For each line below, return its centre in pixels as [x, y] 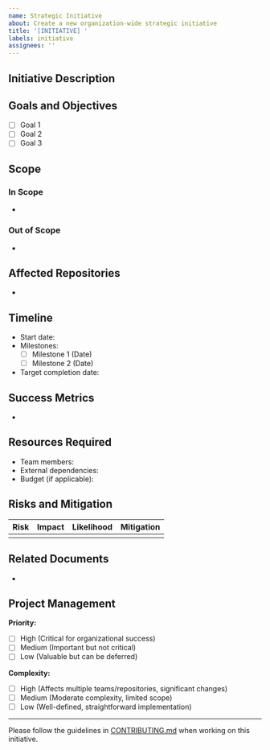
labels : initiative [41, 38]
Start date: [37, 337]
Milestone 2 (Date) [63, 364]
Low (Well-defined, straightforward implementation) [106, 707]
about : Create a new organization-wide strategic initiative [113, 23]
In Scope [26, 192]
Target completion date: [59, 373]
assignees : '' [32, 46]
